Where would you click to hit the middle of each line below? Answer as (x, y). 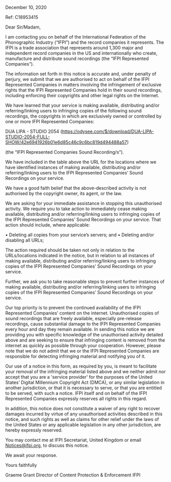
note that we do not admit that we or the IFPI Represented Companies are (82, 351)
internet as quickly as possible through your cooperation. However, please (83, 345)
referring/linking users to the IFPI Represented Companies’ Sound (74, 173)
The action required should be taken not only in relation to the (70, 250)
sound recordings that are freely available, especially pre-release (74, 318)
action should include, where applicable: (48, 225)
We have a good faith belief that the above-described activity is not (76, 188)
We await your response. (31, 455)
